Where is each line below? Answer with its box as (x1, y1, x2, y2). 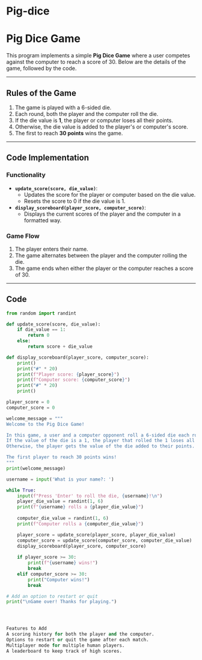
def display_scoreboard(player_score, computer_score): (6, 354, 149, 360)
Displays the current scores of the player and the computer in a (23, 210, 181, 217)
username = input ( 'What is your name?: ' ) (6, 476, 114, 482)
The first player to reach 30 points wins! (6, 454, 117, 460)
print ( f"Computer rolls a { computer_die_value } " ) (17, 521, 144, 527)
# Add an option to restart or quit (6, 593, 98, 599)
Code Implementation (6, 153, 89, 163)
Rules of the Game (6, 88, 76, 98)
